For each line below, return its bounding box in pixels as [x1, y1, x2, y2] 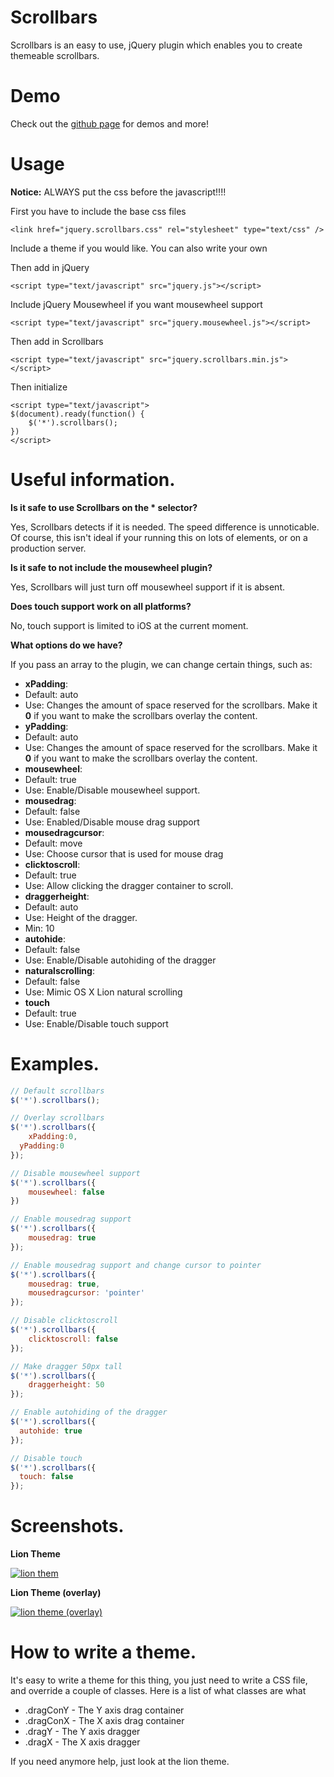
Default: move [24, 837, 83, 849]
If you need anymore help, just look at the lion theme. [10, 1756, 230, 1768]
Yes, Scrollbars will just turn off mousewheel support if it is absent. [10, 581, 286, 593]
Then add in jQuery [10, 261, 90, 273]
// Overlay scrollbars [10, 1113, 105, 1123]
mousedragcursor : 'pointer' [28, 1288, 145, 1298]
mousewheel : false [28, 1187, 105, 1197]
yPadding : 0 [19, 1141, 65, 1151]
